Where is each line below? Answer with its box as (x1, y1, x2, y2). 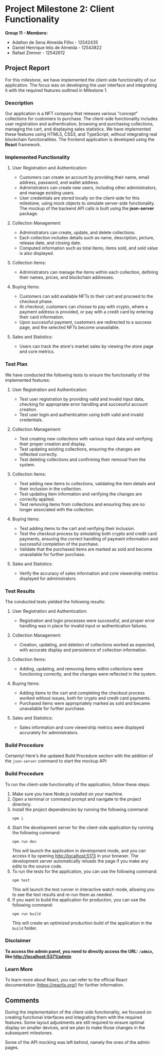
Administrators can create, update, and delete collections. (19, 229, 136, 235)
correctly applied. (19, 496, 55, 502)
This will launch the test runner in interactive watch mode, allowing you (12, 886, 155, 892)
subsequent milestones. (5, 1030, 53, 1035)
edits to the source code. (12, 863, 62, 869)
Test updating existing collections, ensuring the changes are (19, 446, 141, 452)
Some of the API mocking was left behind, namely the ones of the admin (5, 1039, 150, 1045)
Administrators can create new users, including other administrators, (19, 185, 157, 191)
